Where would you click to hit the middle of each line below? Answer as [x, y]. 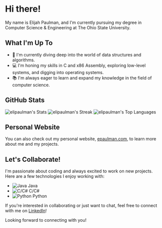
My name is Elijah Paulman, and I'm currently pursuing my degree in [73, 22]
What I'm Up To [29, 43]
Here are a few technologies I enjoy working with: [55, 176]
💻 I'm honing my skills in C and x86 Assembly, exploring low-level [79, 65]
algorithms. [23, 60]
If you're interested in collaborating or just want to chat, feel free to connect [81, 206]
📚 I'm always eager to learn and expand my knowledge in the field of [82, 78]
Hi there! [23, 9]
